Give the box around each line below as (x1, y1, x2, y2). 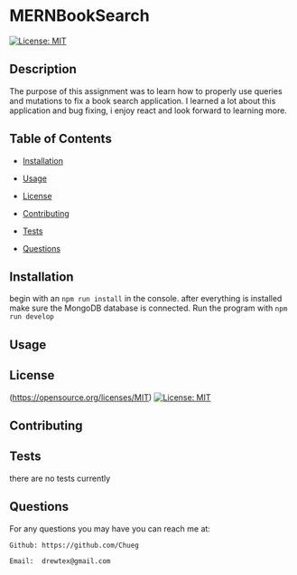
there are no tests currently (9, 473, 111, 484)
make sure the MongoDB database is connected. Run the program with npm (9, 302, 288, 313)
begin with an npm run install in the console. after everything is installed (9, 293, 283, 304)
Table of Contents (9, 131, 113, 147)
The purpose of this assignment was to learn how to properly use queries (9, 85, 283, 96)
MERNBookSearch (9, 5, 151, 26)
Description (9, 62, 77, 77)
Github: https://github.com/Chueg (9, 541, 140, 550)
